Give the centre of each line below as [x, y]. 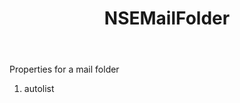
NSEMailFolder [167, 18]
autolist [39, 89]
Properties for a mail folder [64, 69]
